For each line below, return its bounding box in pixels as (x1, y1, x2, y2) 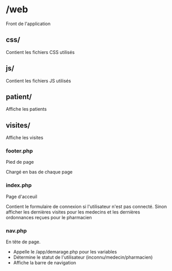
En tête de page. (6, 239, 41, 245)
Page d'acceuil (6, 193, 37, 200)
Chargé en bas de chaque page (6, 169, 73, 175)
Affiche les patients (6, 106, 47, 112)
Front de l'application (6, 21, 51, 27)
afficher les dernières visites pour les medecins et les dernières (6, 209, 140, 215)
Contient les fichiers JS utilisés (6, 78, 71, 84)
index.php (6, 182, 32, 189)
